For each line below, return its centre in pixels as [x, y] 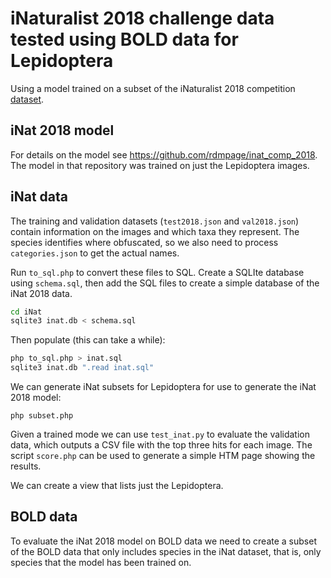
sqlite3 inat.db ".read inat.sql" [82, 368]
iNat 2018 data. [41, 293]
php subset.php [42, 416]
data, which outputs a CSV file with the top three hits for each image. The [161, 445]
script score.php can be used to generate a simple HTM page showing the [163, 456]
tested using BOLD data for [124, 39]
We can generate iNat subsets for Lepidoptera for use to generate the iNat [163, 387]
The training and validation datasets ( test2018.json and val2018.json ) [155, 221]
